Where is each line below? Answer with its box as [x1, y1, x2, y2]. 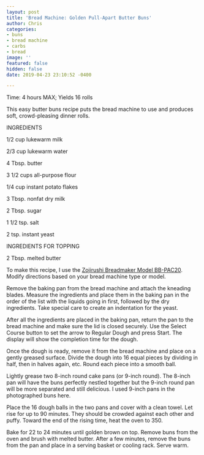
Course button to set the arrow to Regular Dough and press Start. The [6, 329, 183, 337]
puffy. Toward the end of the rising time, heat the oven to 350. [6, 417, 164, 424]
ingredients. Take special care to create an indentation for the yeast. [6, 304, 179, 312]
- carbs [6, 43, 26, 50]
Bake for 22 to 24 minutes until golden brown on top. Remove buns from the [6, 429, 198, 436]
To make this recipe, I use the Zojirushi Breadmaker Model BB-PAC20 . [6, 266, 183, 274]
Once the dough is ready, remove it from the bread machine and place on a [6, 347, 196, 355]
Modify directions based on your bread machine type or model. [6, 273, 167, 280]
